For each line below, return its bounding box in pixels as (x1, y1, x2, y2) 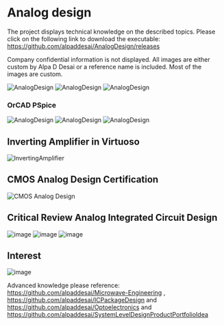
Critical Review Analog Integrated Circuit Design (7, 212, 218, 224)
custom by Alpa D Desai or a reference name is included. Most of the (7, 62, 202, 71)
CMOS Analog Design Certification (7, 173, 159, 186)
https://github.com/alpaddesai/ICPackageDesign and (7, 296, 158, 304)
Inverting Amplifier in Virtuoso (7, 136, 140, 147)
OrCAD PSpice (7, 100, 57, 110)
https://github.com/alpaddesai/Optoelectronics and (7, 303, 152, 311)
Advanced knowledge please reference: (7, 281, 120, 289)
